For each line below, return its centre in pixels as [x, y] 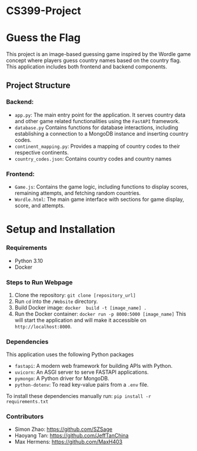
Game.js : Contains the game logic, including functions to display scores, [101, 187]
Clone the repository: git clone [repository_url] [75, 295]
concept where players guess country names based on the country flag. [94, 61]
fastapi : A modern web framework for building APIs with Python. [94, 366]
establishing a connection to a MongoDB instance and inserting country [101, 133]
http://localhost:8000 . [43, 326]
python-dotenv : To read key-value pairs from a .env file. [81, 385]
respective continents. [41, 152]
